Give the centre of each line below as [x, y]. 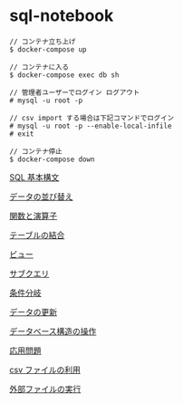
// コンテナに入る [39, 67]
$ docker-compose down [52, 159]
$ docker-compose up [48, 49]
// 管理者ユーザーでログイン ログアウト [75, 92]
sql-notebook [62, 16]
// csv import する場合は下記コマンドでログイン [92, 118]
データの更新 [33, 312]
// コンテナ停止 [36, 151]
